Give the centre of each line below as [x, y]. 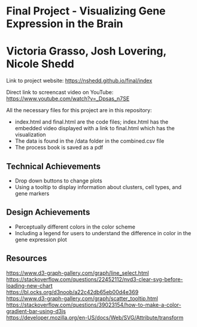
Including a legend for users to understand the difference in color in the [103, 233]
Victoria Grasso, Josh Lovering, [86, 51]
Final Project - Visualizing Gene [86, 11]
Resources [27, 258]
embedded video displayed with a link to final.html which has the [95, 128]
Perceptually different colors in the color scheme [75, 227]
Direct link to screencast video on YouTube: [60, 92]
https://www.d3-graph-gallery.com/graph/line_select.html [78, 273]
